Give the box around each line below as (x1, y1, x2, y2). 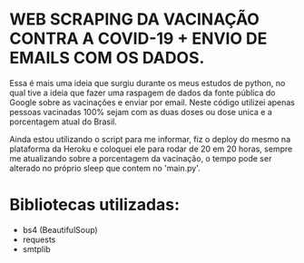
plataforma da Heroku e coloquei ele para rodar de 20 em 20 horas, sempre (9, 143, 293, 154)
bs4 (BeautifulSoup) (22, 224, 98, 235)
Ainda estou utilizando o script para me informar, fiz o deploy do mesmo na (9, 133, 291, 144)
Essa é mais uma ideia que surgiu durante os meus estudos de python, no (9, 77, 286, 88)
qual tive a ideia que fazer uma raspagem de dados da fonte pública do (9, 87, 276, 98)
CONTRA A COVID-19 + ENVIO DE (9, 28, 268, 49)
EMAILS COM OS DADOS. (9, 48, 205, 68)
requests (22, 234, 56, 245)
